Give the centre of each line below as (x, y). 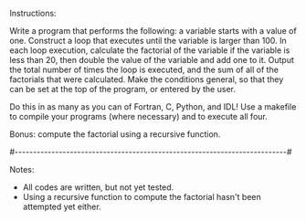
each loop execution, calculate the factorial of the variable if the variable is (150, 50)
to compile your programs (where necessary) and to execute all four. (138, 116)
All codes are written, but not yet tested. (98, 187)
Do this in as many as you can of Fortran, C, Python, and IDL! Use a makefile (153, 107)
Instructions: (33, 13)
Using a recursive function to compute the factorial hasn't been (142, 197)
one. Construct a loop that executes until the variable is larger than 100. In (148, 41)
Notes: (22, 169)
